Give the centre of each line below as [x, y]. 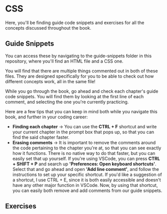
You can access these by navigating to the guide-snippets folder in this [78, 56]
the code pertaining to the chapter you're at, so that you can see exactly [87, 148]
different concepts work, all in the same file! [50, 81]
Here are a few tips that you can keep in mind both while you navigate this [81, 111]
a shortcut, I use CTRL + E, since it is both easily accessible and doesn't [86, 180]
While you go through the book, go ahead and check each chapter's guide [82, 91]
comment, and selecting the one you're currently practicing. [67, 102]
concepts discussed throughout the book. [48, 28]
